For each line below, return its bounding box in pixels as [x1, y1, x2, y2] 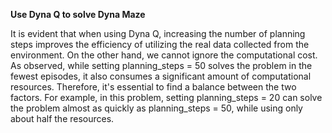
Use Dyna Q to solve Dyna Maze [10, 9, 146, 20]
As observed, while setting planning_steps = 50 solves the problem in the [10, 60, 313, 71]
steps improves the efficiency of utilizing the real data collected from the [10, 39, 310, 50]
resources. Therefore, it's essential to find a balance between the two [10, 81, 297, 93]
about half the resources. [10, 113, 115, 124]
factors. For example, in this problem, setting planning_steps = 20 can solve [10, 92, 323, 103]
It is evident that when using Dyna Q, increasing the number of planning [10, 28, 306, 39]
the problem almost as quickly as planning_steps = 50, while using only [10, 102, 303, 114]
